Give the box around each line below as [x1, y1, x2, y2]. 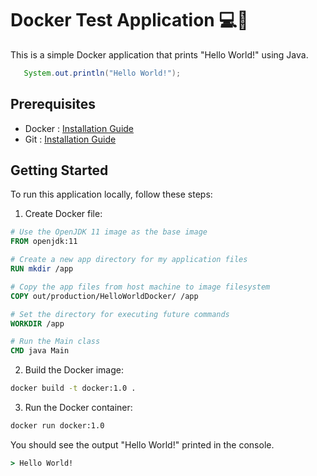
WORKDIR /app [10, 318, 65, 329]
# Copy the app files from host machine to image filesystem [10, 282, 271, 292]
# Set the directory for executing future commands [10, 309, 230, 319]
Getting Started [10, 162, 109, 179]
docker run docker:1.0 [10, 421, 105, 431]
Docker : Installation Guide [24, 122, 135, 134]
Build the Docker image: [24, 364, 125, 376]
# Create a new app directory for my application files [10, 255, 248, 265]
